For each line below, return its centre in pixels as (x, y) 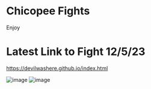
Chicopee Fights (48, 11)
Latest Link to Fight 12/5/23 (76, 52)
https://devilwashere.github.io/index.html (57, 68)
